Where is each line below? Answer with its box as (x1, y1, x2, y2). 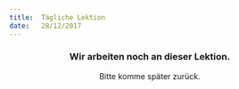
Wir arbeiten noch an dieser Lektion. (69, 51, 231, 63)
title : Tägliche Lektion (9, 12, 105, 22)
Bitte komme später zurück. (99, 70, 201, 81)
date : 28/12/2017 (9, 21, 82, 30)
